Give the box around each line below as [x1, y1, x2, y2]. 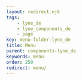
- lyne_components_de [17, 25, 71, 32]
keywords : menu [6, 54, 44, 60]
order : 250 [6, 59, 34, 65]
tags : [6, 14, 20, 20]
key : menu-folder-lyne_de [6, 37, 71, 43]
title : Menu [6, 43, 36, 49]
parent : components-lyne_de [6, 48, 77, 54]
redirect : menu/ [6, 64, 47, 71]
